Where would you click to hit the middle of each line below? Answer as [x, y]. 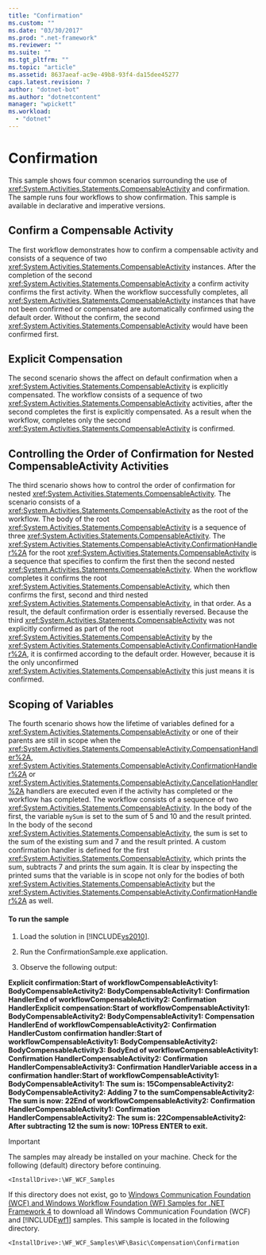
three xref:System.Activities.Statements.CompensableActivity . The [117, 536]
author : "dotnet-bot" [44, 89]
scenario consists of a [44, 502]
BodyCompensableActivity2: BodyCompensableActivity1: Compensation [131, 1017]
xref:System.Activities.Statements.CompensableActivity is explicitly [118, 387]
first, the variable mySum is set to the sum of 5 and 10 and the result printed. [130, 817]
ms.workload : [30, 112]
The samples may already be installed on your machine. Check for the [123, 1157]
